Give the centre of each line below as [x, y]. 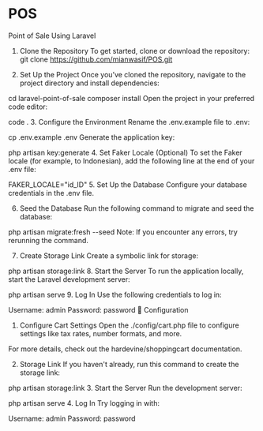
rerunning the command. [49, 240]
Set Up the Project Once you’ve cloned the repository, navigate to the [133, 74]
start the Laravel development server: [69, 279]
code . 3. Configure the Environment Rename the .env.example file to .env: [129, 122]
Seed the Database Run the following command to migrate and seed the [137, 208]
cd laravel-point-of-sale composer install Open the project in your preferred [131, 98]
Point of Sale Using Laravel [52, 36]
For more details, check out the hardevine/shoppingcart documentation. [125, 349]
